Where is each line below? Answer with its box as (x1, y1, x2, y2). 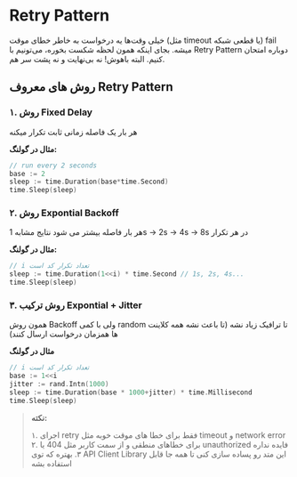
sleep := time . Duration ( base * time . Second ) (9, 177, 169, 187)
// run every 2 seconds (9, 161, 98, 170)
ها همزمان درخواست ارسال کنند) (9, 328, 118, 339)
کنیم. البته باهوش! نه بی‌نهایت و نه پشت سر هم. (9, 53, 165, 64)
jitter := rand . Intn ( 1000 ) (9, 380, 109, 389)
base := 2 (9, 169, 46, 178)
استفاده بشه (30, 457, 73, 468)
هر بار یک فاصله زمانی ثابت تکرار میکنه (9, 126, 138, 137)
